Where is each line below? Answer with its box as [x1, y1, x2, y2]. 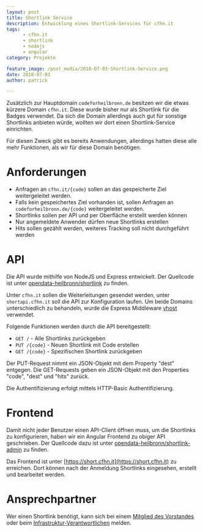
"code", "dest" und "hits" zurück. [6, 372, 90, 380]
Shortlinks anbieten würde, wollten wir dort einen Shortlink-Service [6, 119, 175, 126]
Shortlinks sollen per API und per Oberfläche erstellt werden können [15, 212, 188, 219]
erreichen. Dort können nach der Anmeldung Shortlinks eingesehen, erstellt [6, 465, 197, 472]
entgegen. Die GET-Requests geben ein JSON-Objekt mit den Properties [6, 366, 190, 374]
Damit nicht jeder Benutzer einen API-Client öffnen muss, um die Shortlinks [6, 426, 196, 434]
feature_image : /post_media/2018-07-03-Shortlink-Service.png [6, 66, 168, 72]
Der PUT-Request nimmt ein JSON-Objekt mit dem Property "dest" [6, 360, 175, 367]
